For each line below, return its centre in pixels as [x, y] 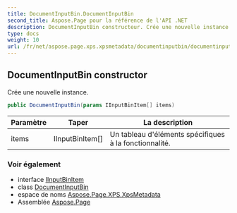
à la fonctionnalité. [140, 143]
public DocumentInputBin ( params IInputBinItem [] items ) [91, 105]
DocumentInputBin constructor [78, 75]
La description [168, 122]
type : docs [23, 34]
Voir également [34, 164]
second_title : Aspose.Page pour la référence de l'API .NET [98, 20]
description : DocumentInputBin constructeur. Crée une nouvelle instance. [120, 27]
